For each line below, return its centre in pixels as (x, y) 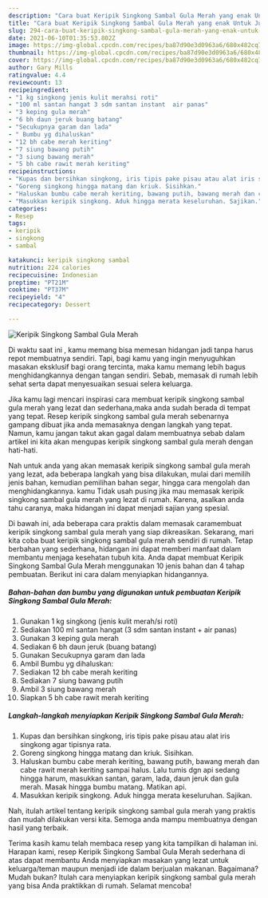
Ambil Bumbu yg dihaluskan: (67, 663)
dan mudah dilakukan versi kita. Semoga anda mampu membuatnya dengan (133, 819)
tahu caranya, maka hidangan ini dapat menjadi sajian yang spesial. (119, 508)
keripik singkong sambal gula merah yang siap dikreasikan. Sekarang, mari (131, 532)
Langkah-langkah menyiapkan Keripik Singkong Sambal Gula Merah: (126, 716)
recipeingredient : (39, 90)
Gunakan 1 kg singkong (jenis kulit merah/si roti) (99, 621)
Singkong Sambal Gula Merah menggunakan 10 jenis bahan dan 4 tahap (126, 566)
